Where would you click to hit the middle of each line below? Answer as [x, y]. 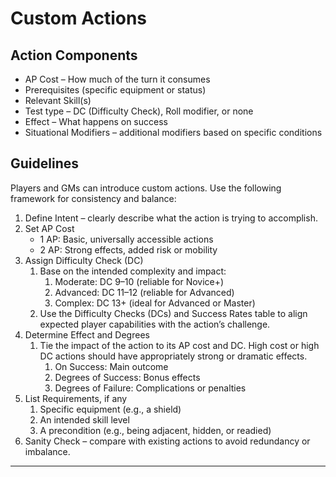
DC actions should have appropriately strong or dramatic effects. [173, 356]
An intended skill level [84, 419]
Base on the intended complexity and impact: [133, 271]
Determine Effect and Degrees [87, 334]
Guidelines [44, 163]
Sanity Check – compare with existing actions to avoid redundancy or [167, 441]
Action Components [74, 55]
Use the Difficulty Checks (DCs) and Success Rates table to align [173, 313]
